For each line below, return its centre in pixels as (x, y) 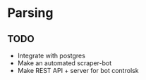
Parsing (30, 13)
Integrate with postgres (51, 55)
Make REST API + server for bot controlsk (78, 71)
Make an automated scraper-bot (65, 63)
